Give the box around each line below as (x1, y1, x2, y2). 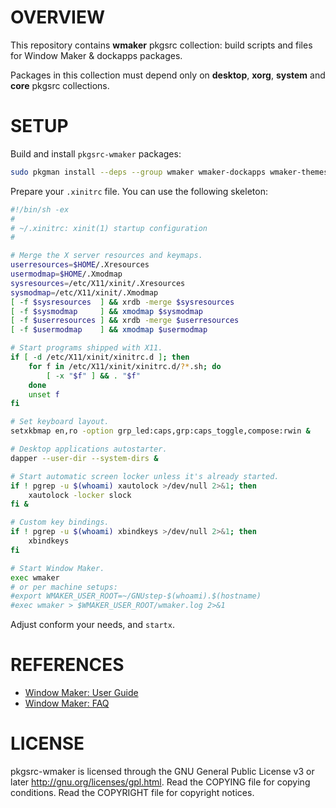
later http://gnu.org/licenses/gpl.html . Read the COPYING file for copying (10, 776, 311, 788)
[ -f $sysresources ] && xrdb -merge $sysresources (10, 297, 235, 307)
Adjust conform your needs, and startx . (10, 619, 175, 631)
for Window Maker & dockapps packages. (10, 49, 183, 61)
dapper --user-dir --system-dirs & (10, 453, 159, 463)
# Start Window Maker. (10, 563, 105, 573)
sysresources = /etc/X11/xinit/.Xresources (10, 278, 186, 288)
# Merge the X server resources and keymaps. (10, 251, 203, 261)
